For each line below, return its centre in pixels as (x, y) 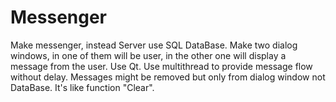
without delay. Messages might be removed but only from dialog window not (168, 77)
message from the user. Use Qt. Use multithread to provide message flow (161, 66)
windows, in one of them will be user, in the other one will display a (148, 55)
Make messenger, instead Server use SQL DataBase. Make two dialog (154, 45)
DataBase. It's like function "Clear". (82, 87)
